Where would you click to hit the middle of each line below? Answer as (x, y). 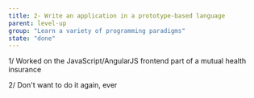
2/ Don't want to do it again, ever (63, 85)
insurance (25, 70)
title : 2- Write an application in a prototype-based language (117, 16)
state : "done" (32, 38)
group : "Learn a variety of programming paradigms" (97, 31)
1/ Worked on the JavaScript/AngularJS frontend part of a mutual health (127, 61)
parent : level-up (37, 23)
